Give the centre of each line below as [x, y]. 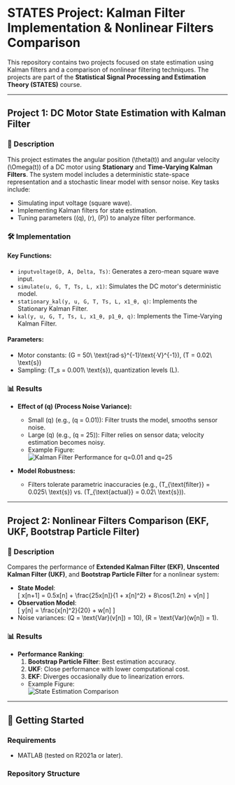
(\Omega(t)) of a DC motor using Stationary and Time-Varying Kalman [110, 167]
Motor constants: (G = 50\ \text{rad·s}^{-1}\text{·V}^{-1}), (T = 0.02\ [114, 355]
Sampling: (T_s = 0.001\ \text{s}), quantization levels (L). [98, 370]
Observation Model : [47, 603]
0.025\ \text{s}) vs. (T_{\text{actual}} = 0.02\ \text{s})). [107, 492]
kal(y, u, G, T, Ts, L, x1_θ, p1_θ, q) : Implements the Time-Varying [120, 316]
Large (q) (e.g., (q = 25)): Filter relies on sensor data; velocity [116, 435]
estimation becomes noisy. [66, 443]
